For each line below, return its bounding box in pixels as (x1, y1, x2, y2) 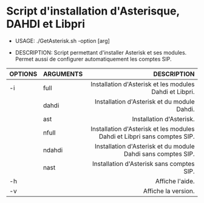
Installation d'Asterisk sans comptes (92, 159, 195, 168)
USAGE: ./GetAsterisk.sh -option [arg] (15, 37, 110, 44)
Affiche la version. (143, 187, 195, 195)
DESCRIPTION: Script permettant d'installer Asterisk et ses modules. (15, 48, 187, 56)
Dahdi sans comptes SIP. (123, 150, 195, 158)
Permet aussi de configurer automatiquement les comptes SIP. (15, 55, 172, 62)
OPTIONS (9, 70, 38, 78)
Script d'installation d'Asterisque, (6, 4, 180, 18)
